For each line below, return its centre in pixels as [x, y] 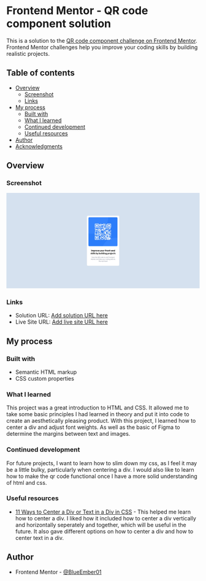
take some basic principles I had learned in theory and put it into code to [98, 414]
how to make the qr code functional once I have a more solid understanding [102, 476]
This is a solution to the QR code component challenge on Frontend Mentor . [102, 40]
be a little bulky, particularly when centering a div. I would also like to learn [100, 469]
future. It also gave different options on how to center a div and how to [104, 531]
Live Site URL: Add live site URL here [62, 322]
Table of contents [40, 73]
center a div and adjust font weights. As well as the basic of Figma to [93, 427]
